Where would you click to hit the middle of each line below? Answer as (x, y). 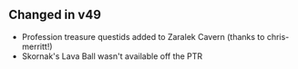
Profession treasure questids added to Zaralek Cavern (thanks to (143, 36)
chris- (278, 36)
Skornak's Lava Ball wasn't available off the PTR (112, 56)
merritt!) (37, 46)
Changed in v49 (55, 15)
